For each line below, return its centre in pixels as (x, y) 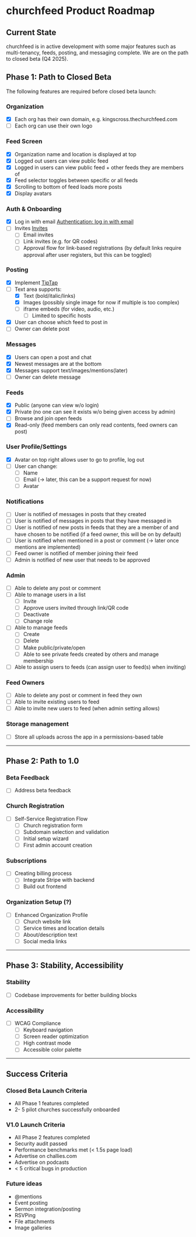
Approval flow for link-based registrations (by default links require (102, 248)
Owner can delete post (42, 329)
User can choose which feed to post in (61, 322)
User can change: (36, 466)
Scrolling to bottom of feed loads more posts (68, 187)
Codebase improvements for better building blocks (76, 995)
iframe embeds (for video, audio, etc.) (69, 309)
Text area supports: (38, 289)
